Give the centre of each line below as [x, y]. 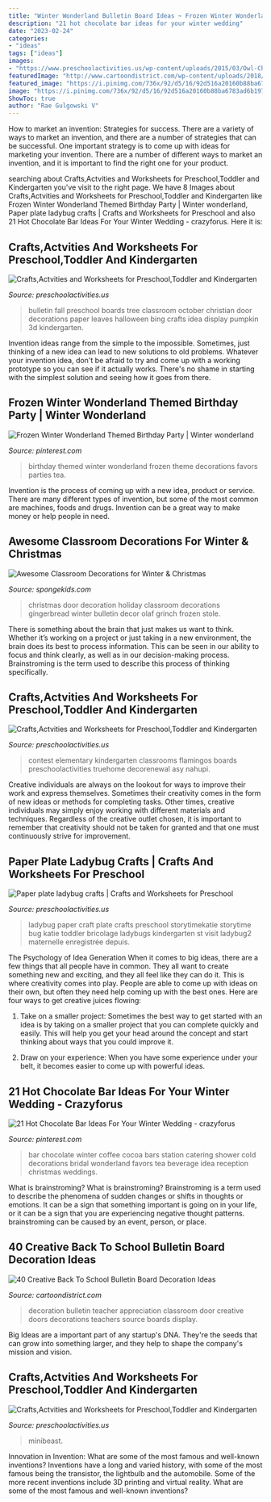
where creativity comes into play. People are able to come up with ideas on [133, 983]
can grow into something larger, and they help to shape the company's [126, 1343]
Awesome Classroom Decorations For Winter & [129, 542]
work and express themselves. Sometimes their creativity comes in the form [135, 793]
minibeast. [45, 1441]
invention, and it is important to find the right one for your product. [119, 163]
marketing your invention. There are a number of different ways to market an [135, 155]
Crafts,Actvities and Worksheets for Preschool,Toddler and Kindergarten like [135, 196]
